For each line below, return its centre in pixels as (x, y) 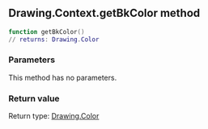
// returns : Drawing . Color (54, 40)
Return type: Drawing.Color (54, 116)
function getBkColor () (47, 31)
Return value (34, 98)
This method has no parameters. (63, 77)
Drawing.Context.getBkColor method (104, 13)
